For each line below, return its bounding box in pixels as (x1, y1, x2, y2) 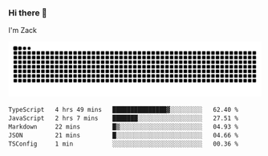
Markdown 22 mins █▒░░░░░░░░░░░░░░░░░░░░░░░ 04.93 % (8, 122, 239, 131)
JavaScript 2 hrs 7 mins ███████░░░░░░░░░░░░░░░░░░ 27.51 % (8, 114, 239, 122)
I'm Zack (8, 26, 38, 35)
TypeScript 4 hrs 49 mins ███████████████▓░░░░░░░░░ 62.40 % (8, 106, 239, 114)
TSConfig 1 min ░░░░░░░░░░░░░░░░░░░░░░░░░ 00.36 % (8, 140, 239, 148)
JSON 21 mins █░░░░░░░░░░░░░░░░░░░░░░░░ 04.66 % (8, 131, 239, 139)
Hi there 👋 (8, 7, 48, 18)
